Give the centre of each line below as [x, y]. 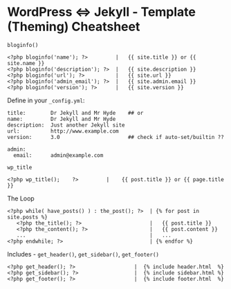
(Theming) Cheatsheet [74, 27]
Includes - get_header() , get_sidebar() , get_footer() [83, 254]
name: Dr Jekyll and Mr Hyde [62, 119]
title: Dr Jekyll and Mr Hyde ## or [75, 113]
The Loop [21, 198]
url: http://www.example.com [63, 131]
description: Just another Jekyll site [66, 125]
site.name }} [26, 63]
